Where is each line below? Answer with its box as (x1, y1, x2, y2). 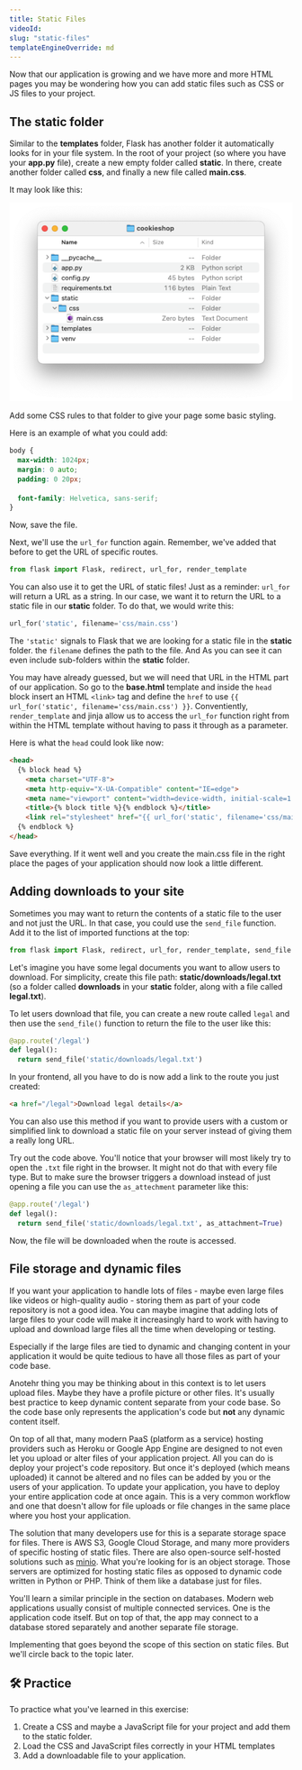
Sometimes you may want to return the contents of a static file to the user (9, 908, 282, 918)
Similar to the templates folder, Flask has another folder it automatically (9, 138, 274, 149)
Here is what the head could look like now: (9, 737, 164, 748)
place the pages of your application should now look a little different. (9, 857, 263, 869)
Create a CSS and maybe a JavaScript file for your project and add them (22, 1721, 290, 1732)
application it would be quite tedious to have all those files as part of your (9, 1350, 281, 1361)
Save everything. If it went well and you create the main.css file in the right (9, 848, 286, 859)
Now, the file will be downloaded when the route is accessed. (9, 1235, 236, 1245)
